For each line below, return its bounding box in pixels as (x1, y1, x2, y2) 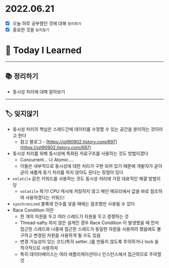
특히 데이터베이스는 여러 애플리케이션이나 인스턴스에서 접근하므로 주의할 (20, 251, 162, 257)
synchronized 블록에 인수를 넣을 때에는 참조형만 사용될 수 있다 (12, 200, 135, 207)
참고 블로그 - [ (20, 139, 48, 145)
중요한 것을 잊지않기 (12, 27, 49, 33)
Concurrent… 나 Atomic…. (20, 157, 74, 163)
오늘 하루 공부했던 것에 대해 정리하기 (12, 20, 81, 26)
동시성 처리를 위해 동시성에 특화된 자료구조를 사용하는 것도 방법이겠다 (12, 150, 148, 156)
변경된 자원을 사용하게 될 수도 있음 (33, 232, 101, 238)
